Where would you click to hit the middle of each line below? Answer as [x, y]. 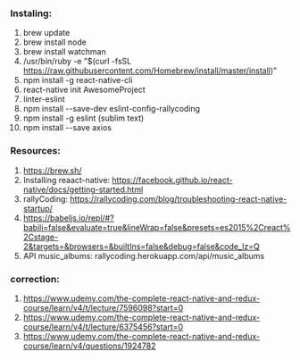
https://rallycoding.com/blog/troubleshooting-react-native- [179, 198]
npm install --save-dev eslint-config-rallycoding [111, 109]
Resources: [35, 151]
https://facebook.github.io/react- [172, 180]
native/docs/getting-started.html [83, 189]
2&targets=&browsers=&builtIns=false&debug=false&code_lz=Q [141, 246]
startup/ [37, 208]
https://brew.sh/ [53, 170]
